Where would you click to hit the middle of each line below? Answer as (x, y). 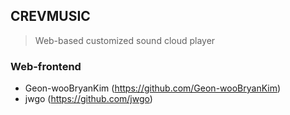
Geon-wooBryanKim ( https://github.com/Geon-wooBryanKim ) (153, 88)
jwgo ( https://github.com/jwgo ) (88, 99)
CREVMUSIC (50, 16)
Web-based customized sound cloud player (125, 40)
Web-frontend (46, 66)
